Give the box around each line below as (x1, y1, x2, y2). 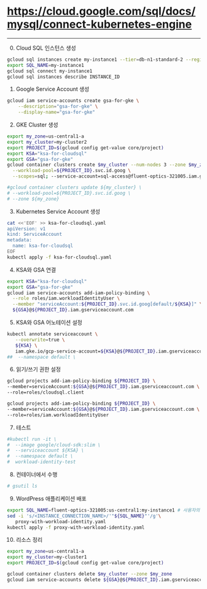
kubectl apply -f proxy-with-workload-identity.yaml (7, 524, 145, 531)
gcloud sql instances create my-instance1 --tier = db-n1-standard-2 (7, 57, 184, 63)
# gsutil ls (7, 483, 37, 490)
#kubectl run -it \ (7, 436, 57, 442)
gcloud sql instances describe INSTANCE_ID (7, 74, 120, 80)
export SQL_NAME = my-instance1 (7, 62, 85, 68)
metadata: (7, 237, 33, 243)
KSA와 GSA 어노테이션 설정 (15, 319, 82, 326)
